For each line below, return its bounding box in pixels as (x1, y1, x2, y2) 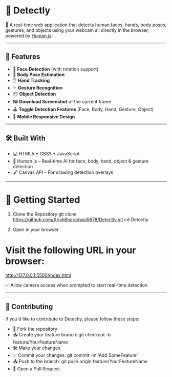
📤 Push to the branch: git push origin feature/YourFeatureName (12, 358, 148, 365)
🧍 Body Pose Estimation (12, 71, 65, 78)
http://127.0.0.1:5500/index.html (5, 272, 71, 278)
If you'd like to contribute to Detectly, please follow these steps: (5, 316, 140, 322)
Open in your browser (12, 226, 59, 232)
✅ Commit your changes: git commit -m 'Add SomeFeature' (12, 352, 138, 358)
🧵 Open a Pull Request (12, 366, 60, 372)
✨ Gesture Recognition (12, 84, 63, 91)
